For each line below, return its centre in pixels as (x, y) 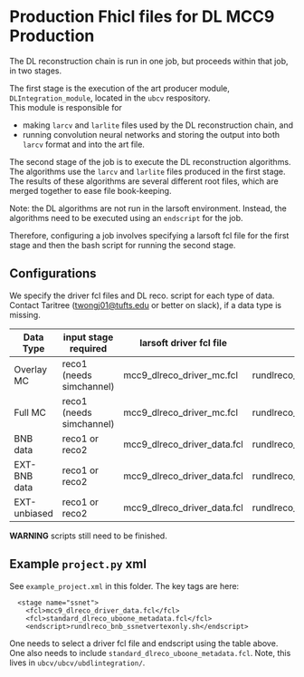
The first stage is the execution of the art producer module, (120, 88)
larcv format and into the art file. (83, 144)
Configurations (53, 274)
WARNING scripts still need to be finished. (88, 536)
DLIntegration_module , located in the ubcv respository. (110, 98)
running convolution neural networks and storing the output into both (151, 134)
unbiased (34, 513)
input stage (88, 337)
